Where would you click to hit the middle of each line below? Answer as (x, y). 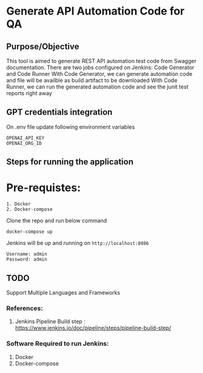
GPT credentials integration (59, 113)
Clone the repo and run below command (57, 221)
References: (25, 308)
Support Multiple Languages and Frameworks (63, 292)
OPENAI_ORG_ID (24, 143)
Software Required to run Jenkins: (58, 344)
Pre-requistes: (44, 188)
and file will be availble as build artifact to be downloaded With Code (92, 80)
